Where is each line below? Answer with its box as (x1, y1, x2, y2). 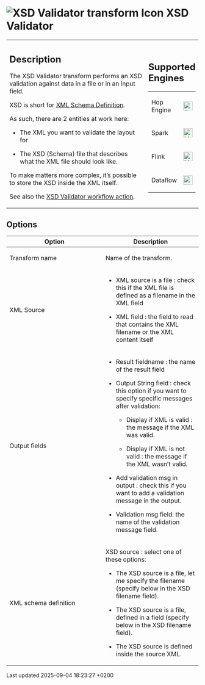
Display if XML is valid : (126, 416, 193, 424)
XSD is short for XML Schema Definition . (9, 101, 125, 109)
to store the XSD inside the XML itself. (9, 179, 118, 187)
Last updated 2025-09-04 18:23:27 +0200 (6, 672, 114, 679)
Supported (148, 61, 196, 73)
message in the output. (115, 496, 182, 505)
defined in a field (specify (115, 614, 189, 622)
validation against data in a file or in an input (9, 79, 135, 88)
